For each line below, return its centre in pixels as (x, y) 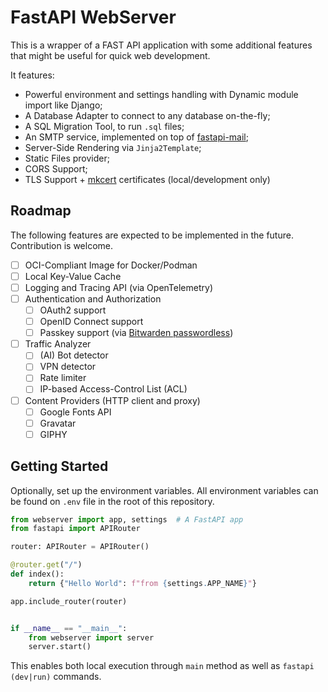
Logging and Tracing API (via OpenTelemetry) (118, 287)
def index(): (37, 574)
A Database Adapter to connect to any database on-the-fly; (147, 115)
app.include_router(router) (69, 601)
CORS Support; (56, 168)
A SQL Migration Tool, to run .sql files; (104, 126)
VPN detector (68, 367)
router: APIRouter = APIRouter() (80, 547)
